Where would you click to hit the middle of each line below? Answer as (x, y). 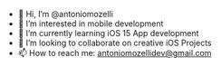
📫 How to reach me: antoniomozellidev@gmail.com (115, 53)
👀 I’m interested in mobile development (91, 24)
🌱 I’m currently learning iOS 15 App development (108, 33)
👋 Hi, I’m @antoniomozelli (65, 14)
